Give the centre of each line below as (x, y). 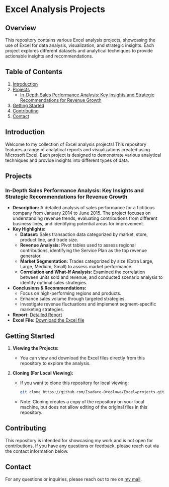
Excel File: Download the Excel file (48, 320)
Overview (21, 28)
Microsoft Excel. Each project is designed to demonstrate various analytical (83, 155)
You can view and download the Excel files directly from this (82, 358)
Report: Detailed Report (37, 315)
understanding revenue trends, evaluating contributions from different (85, 218)
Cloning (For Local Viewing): (43, 373)
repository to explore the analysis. (55, 363)
